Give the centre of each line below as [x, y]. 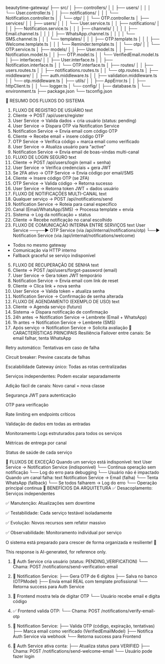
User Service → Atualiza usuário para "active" [59, 147]
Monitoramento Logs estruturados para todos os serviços [64, 433]
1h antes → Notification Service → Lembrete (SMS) [64, 322]
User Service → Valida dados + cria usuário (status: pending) [74, 121]
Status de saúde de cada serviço [39, 452]
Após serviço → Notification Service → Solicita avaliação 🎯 [72, 328]
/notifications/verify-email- [128, 611]
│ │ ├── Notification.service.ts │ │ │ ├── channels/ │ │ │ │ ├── [71, 29]
